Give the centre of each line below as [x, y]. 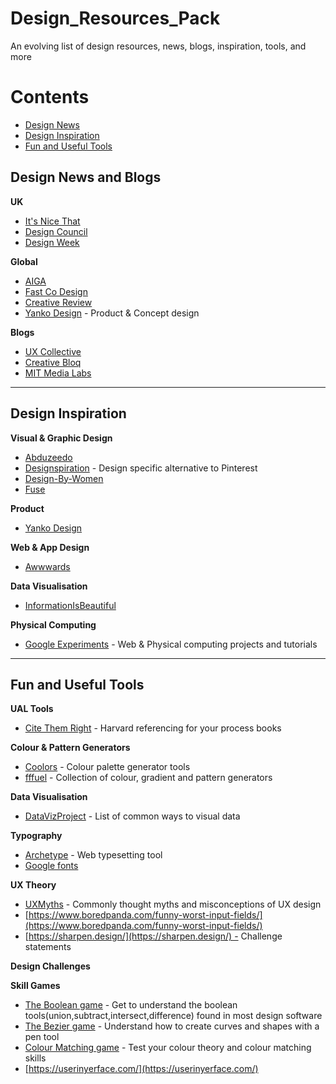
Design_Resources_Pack [115, 18]
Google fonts [51, 866]
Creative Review [58, 302]
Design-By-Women [64, 478]
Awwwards [47, 566]
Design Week [52, 242]
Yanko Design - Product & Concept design [112, 313]
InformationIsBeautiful [70, 605]
